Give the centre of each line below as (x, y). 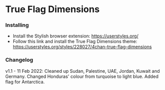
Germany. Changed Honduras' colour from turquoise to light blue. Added (82, 76)
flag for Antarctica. (25, 81)
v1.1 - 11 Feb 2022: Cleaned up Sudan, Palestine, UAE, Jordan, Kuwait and (82, 71)
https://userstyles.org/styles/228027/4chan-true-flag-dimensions (82, 47)
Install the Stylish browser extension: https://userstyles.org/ (76, 36)
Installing (17, 25)
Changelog (19, 60)
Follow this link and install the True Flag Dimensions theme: (75, 41)
